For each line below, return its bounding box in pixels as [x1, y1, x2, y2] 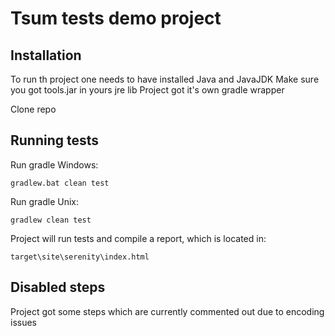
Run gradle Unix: [10, 195, 80, 207]
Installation [10, 47, 82, 64]
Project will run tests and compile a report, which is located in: [10, 232, 267, 244]
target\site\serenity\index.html [10, 252, 150, 262]
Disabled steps [10, 279, 106, 296]
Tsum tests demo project [10, 7, 222, 30]
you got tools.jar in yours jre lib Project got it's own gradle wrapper [10, 84, 285, 96]
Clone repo [10, 103, 57, 115]
